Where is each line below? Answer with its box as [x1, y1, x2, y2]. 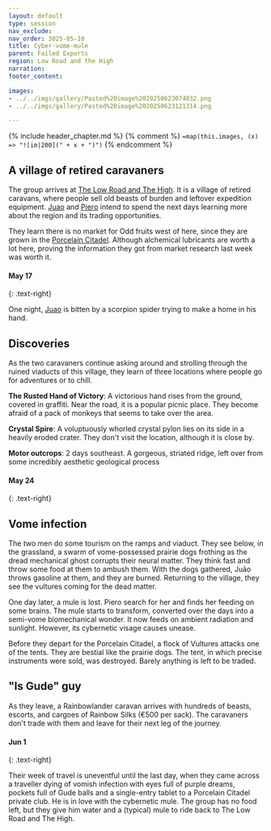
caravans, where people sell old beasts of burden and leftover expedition [8, 194, 252, 203]
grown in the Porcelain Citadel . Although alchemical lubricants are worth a [8, 235, 256, 245]
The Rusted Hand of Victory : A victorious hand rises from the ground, [8, 391, 243, 401]
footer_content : [8, 72, 63, 80]
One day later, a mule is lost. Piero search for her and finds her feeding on [8, 598, 255, 607]
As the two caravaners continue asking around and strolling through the [8, 358, 248, 368]
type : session [8, 19, 57, 28]
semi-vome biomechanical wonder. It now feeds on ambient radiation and [8, 615, 254, 624]
